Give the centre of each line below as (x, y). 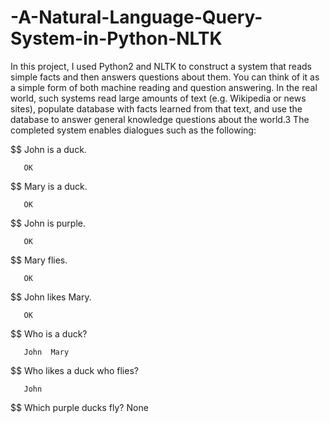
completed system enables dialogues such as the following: (133, 130)
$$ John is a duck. (48, 149)
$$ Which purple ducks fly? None (79, 407)
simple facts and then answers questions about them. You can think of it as (165, 77)
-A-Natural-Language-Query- (136, 17)
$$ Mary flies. (39, 260)
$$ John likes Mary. (51, 297)
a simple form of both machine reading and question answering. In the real (164, 87)
